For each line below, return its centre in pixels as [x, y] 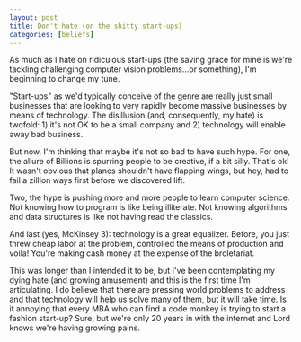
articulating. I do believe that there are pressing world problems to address [147, 290]
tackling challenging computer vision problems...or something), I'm [133, 69]
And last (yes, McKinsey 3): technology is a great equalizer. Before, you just [150, 234]
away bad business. [46, 135]
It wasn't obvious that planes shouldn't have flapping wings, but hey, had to [149, 171]
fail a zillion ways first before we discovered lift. [97, 180]
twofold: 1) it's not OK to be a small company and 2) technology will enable [147, 125]
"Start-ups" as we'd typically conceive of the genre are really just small [141, 96]
